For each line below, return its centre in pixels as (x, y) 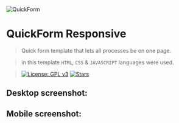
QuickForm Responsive (66, 34)
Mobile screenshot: (44, 114)
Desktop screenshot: (47, 93)
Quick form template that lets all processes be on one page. (96, 50)
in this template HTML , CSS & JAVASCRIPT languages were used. (98, 62)
